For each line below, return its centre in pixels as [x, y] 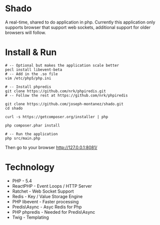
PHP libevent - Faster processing [46, 201]
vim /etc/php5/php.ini [28, 78]
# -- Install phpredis [28, 87]
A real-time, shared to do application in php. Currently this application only [80, 22]
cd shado [14, 108]
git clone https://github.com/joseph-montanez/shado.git [64, 104]
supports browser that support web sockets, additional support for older [78, 27]
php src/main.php [23, 138]
